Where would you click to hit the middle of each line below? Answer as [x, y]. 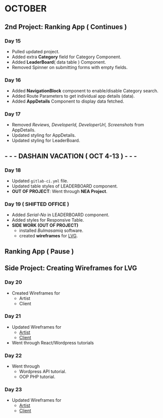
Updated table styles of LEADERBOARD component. [65, 186]
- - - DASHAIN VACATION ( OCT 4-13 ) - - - [71, 156]
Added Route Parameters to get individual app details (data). [73, 96]
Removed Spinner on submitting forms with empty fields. [70, 67]
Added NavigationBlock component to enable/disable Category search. [85, 91]
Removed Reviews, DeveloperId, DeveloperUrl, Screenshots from [78, 125]
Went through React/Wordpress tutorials [53, 342]
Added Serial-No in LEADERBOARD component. [61, 215]
